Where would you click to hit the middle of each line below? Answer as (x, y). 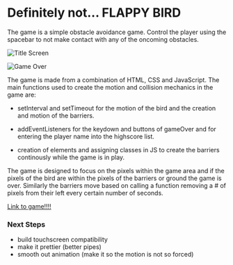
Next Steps (26, 224)
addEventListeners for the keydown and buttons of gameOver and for (117, 129)
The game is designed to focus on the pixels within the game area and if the (116, 170)
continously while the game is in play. (71, 157)
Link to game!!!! (29, 206)
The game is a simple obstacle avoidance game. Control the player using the (117, 32)
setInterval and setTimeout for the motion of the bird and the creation (116, 108)
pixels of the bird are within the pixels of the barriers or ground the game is (114, 178)
